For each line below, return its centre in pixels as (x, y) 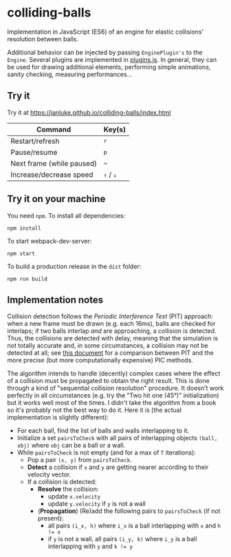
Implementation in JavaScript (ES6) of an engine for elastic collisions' (106, 32)
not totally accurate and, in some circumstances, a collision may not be (108, 346)
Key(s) (114, 129)
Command (54, 129)
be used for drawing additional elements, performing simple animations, (109, 67)
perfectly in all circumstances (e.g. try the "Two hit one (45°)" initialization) (113, 395)
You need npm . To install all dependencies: (66, 215)
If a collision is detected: (62, 482)
